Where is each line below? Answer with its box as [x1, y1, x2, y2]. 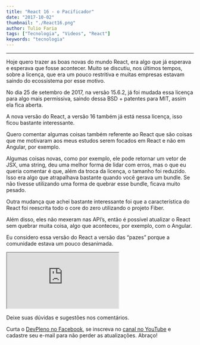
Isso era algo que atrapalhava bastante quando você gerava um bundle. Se [6, 174, 190, 181]
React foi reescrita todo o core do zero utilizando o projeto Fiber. [6, 205, 165, 211]
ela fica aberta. [6, 102, 43, 108]
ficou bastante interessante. [6, 120, 75, 126]
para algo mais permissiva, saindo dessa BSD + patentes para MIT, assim [6, 95, 186, 102]
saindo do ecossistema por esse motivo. [6, 77, 105, 84]
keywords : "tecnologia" [6, 36, 65, 42]
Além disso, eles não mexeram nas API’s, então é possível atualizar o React [6, 216, 190, 223]
